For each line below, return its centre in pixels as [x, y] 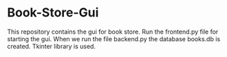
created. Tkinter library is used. [52, 46]
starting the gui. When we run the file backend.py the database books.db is [114, 38]
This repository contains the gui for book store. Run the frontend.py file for [113, 32]
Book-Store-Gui [53, 13]
